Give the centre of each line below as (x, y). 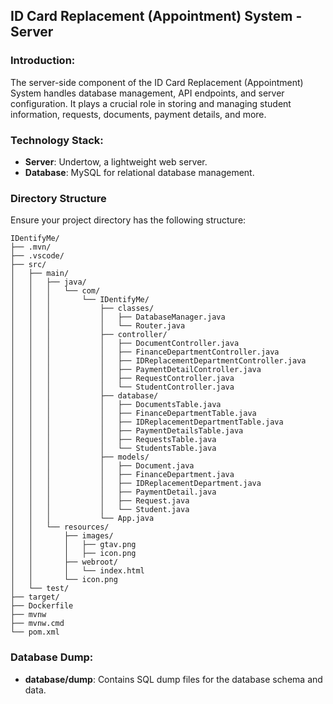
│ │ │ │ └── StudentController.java (122, 387)
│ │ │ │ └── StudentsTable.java (113, 449)
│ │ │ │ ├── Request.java (100, 501)
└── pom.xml (35, 632)
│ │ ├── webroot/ (64, 562)
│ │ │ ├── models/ (80, 457)
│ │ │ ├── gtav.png (73, 545)
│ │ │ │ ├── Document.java (102, 466)
